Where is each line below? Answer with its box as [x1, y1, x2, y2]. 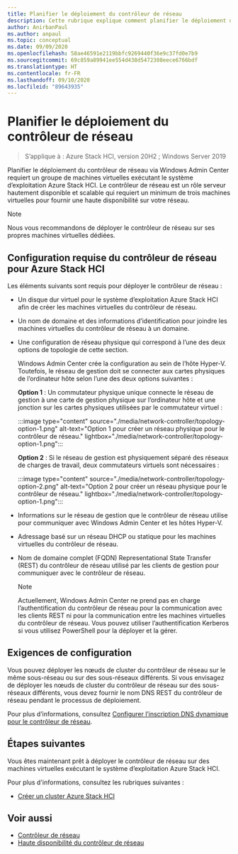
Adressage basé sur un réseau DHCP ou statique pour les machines [17, 532, 216, 540]
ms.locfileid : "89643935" [7, 83, 84, 90]
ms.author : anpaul [7, 30, 62, 38]
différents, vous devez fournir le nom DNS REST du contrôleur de [32, 688, 222, 696]
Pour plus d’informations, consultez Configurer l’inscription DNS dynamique [7, 709, 229, 718]
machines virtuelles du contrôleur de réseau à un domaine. [17, 324, 190, 332]
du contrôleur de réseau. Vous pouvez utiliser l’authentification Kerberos [17, 619, 229, 627]
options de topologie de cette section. [17, 346, 129, 354]
